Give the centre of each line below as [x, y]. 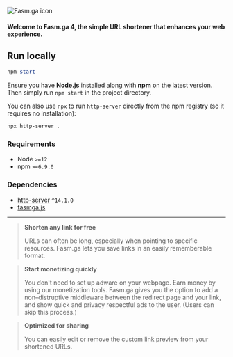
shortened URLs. [48, 346]
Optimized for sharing [56, 325]
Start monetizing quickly [60, 269]
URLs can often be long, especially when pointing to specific [111, 241]
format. [35, 255]
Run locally [32, 56]
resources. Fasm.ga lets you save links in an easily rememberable [118, 248]
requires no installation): [42, 113]
